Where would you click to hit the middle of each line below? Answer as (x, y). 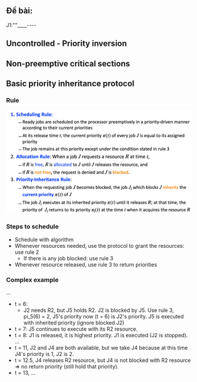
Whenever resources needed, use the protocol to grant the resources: (99, 245)
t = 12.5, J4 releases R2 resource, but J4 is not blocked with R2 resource (103, 360)
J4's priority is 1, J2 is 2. (44, 354)
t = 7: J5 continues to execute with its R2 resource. (76, 329)
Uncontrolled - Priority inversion (67, 44)
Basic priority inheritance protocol (70, 83)
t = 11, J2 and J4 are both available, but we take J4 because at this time (101, 347)
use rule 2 (27, 252)
